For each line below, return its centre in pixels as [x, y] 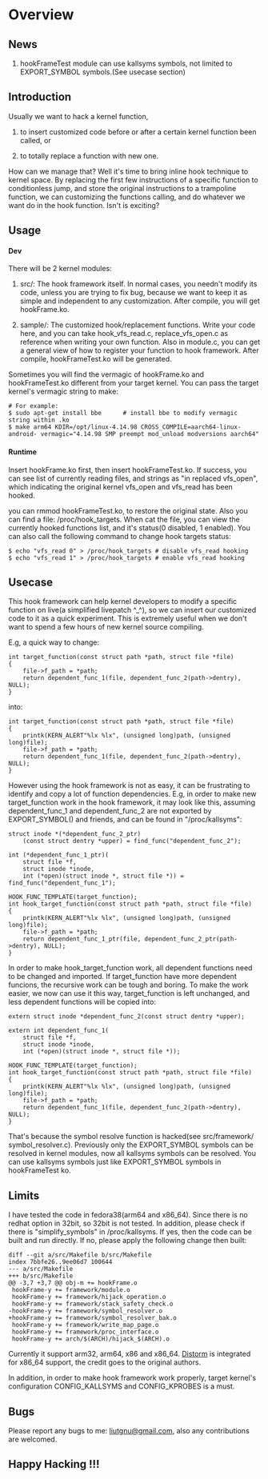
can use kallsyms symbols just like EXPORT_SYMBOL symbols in [115, 1162]
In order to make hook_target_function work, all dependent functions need [130, 968]
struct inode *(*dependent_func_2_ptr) [75, 834]
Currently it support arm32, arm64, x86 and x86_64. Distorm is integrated [130, 1354]
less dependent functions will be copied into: [82, 1002]
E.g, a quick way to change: [54, 642]
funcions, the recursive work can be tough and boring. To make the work [128, 985]
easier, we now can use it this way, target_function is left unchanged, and [129, 993]
